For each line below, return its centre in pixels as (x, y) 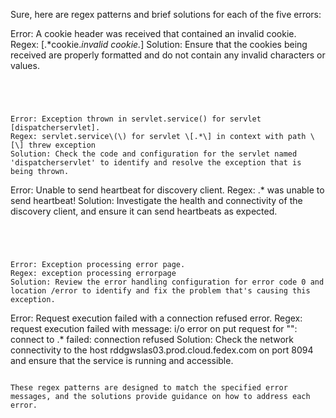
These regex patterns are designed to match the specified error (149, 388)
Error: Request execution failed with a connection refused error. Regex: (156, 318)
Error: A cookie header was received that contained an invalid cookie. (153, 33)
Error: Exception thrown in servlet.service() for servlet (136, 119)
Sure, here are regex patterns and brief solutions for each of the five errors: (166, 14)
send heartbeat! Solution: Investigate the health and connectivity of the (156, 200)
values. (25, 65)
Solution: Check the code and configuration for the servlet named (154, 154)
